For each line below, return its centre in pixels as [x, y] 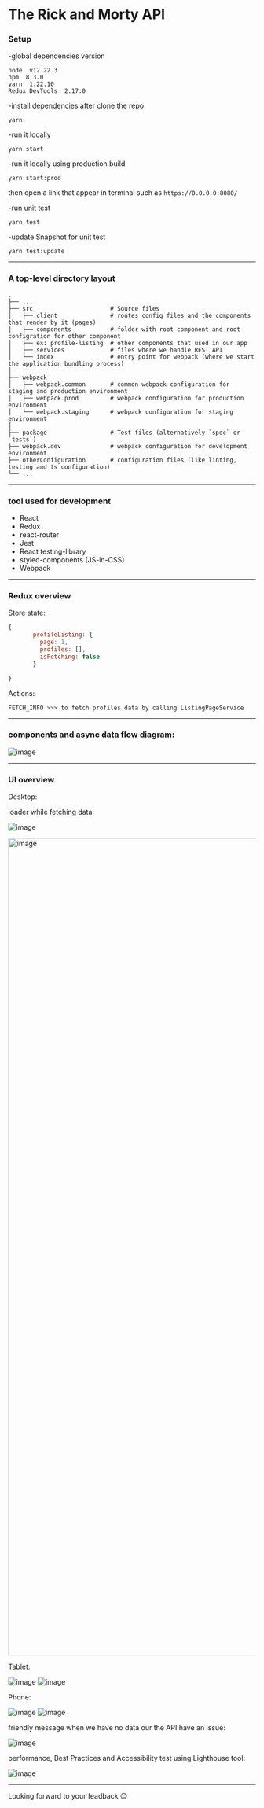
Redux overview [40, 596]
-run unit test [29, 208]
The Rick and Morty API [87, 15]
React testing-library [53, 551]
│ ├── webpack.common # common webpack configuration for [119, 384]
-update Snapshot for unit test [57, 237]
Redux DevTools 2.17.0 [47, 91]
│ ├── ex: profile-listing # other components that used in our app [128, 343]
